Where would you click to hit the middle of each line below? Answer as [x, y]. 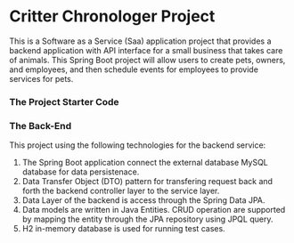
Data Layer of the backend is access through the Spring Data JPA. [143, 200]
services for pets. [41, 78]
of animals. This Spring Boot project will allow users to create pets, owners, [147, 60]
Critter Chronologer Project [112, 16]
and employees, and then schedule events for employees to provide [134, 69]
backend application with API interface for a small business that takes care [146, 50]
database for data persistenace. [81, 172]
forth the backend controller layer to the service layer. [121, 191]
